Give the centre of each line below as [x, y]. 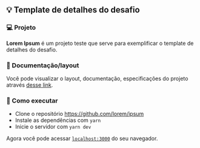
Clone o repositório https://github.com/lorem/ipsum [79, 114]
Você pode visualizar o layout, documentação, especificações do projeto [97, 78]
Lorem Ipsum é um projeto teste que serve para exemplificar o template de [100, 43]
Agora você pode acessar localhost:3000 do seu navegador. [82, 138]
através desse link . [30, 85]
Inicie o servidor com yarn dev [53, 127]
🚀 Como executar [32, 101]
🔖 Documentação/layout [43, 65]
